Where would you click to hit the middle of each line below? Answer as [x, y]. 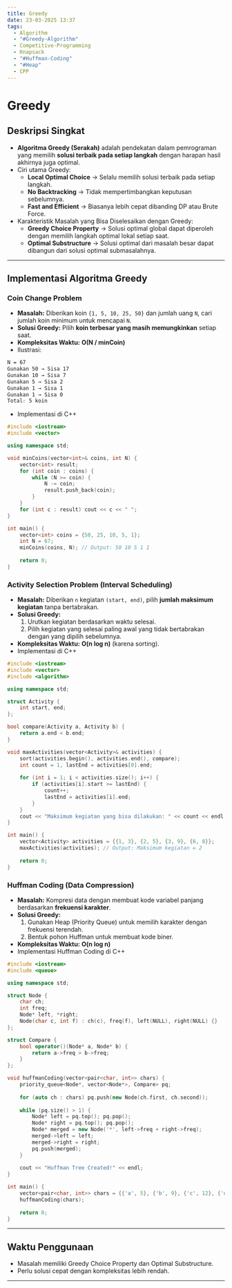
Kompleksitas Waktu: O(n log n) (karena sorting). [88, 644]
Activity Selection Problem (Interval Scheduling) [90, 584]
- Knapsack [29, 52]
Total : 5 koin [28, 401]
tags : [15, 26]
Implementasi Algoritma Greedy [77, 278]
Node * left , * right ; [49, 1015]
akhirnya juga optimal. [49, 162]
